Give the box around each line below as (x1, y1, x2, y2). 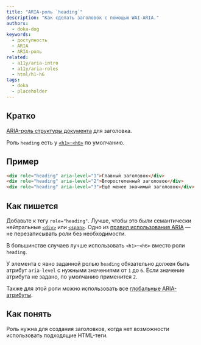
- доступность (12, 37, 48, 43)
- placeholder (12, 88, 48, 94)
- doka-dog (12, 26, 40, 32)
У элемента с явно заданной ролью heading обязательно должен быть (6, 260, 190, 267)
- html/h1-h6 (12, 71, 45, 77)
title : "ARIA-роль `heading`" (6, 9, 83, 15)
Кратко (6, 111, 36, 121)
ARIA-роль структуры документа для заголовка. (6, 127, 132, 134)
